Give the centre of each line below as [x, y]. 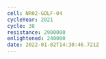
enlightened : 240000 [37, 39]
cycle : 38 [21, 26]
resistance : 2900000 [37, 32]
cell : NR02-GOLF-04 [35, 13]
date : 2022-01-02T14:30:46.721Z [53, 45]
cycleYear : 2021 [30, 20]
